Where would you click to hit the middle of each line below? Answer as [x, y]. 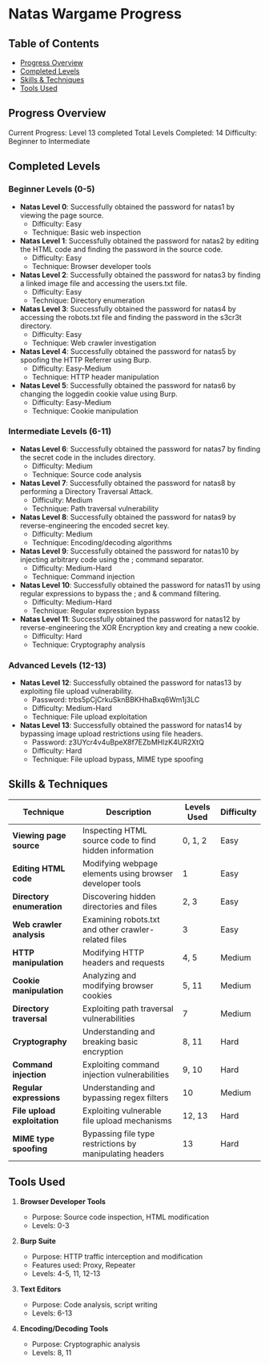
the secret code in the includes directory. [88, 457]
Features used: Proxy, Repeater [84, 1265]
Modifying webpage [120, 863]
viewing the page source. [62, 215]
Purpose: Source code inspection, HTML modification [120, 1217]
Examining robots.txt [121, 919]
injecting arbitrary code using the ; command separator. [112, 559]
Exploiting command [121, 1064]
